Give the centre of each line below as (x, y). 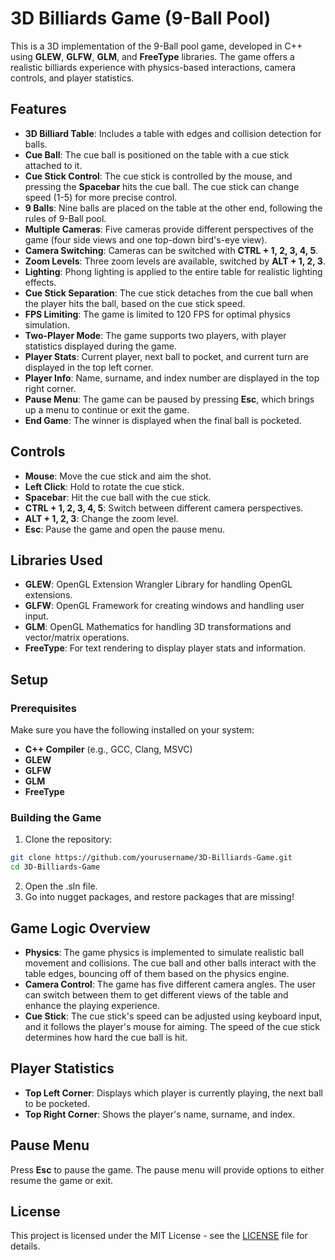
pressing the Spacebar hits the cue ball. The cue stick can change (162, 186)
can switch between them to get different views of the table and (156, 994)
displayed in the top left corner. (89, 367)
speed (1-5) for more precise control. (101, 197)
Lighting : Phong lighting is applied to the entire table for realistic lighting (173, 271)
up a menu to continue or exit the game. (107, 409)
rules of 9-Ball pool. (65, 218)
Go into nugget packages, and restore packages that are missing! (159, 897)
